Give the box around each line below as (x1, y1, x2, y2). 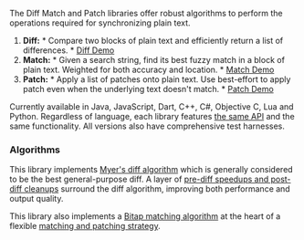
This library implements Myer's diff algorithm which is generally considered (9, 164, 294, 175)
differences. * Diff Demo (22, 45, 115, 56)
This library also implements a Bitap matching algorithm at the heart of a (9, 211, 281, 222)
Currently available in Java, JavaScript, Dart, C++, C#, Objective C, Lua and (9, 101, 294, 112)
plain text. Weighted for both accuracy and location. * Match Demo (22, 64, 275, 75)
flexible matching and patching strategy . (9, 221, 162, 232)
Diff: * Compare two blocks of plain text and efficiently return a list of (22, 36, 284, 46)
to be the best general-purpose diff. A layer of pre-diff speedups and (9, 173, 269, 185)
